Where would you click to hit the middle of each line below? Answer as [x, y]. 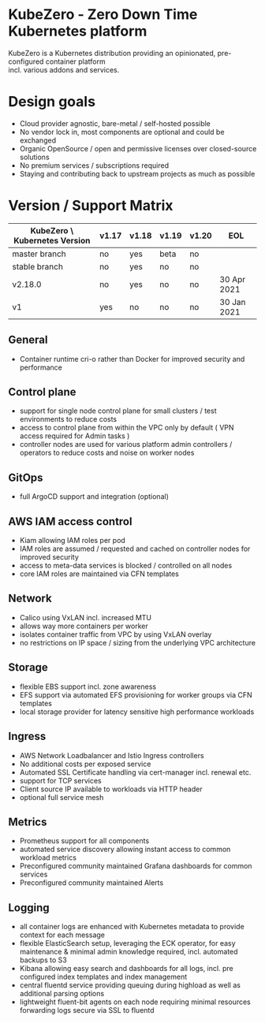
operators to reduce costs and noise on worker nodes [107, 453]
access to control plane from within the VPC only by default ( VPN [127, 428]
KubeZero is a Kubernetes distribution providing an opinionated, [112, 53]
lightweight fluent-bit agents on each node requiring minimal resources [135, 1002]
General [28, 340]
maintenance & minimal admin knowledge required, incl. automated [129, 952]
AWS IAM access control [70, 521]
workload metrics [48, 857]
